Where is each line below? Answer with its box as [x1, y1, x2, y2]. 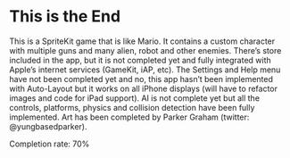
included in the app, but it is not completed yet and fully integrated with [9, 54, 272, 65]
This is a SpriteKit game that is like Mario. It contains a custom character [9, 36, 276, 46]
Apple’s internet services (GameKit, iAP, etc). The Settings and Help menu [9, 64, 281, 75]
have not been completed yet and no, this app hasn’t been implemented [9, 73, 274, 84]
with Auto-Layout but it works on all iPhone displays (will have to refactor [9, 83, 278, 94]
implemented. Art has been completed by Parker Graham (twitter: [9, 112, 250, 122]
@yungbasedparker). [9, 121, 87, 131]
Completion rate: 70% [9, 138, 90, 149]
